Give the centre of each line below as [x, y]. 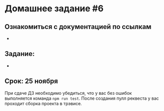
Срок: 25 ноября [31, 81]
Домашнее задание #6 [54, 9]
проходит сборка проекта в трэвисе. [43, 103]
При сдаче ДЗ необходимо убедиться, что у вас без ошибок [68, 93]
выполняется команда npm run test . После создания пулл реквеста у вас [82, 98]
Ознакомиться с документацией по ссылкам [78, 27]
